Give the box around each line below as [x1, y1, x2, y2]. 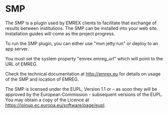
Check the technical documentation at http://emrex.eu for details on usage [5, 70, 161, 77]
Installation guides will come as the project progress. [5, 30, 115, 36]
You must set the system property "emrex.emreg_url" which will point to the [5, 55, 163, 61]
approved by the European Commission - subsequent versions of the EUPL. [5, 91, 163, 97]
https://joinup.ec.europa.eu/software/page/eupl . [5, 102, 106, 108]
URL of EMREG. [5, 61, 38, 67]
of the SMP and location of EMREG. [5, 76, 79, 82]
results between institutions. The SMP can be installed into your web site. [5, 25, 158, 31]
